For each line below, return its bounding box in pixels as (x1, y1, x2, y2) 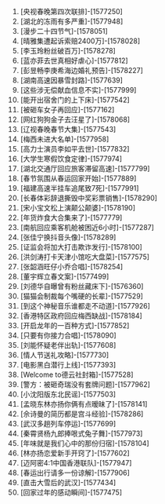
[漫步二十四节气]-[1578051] (20, 27, 108, 35)
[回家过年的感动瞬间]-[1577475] (20, 488, 123, 497)
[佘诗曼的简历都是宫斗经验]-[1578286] (20, 409, 144, 418)
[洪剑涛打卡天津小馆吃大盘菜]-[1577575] (20, 252, 150, 261)
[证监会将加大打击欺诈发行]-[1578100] (20, 243, 143, 251)
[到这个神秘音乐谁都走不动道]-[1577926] (20, 301, 151, 310)
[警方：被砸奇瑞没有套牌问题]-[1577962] (20, 380, 151, 389)
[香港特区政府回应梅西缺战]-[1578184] (20, 311, 143, 320)
